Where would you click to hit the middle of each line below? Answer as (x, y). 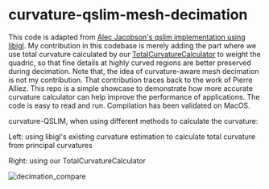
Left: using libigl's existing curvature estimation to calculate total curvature (132, 136)
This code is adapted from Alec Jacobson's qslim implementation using (127, 37)
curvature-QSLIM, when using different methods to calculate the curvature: (133, 121)
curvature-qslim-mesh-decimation (128, 15)
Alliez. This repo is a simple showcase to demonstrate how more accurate (131, 88)
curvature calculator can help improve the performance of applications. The (134, 97)
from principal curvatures (50, 145)
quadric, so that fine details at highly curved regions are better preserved (130, 63)
